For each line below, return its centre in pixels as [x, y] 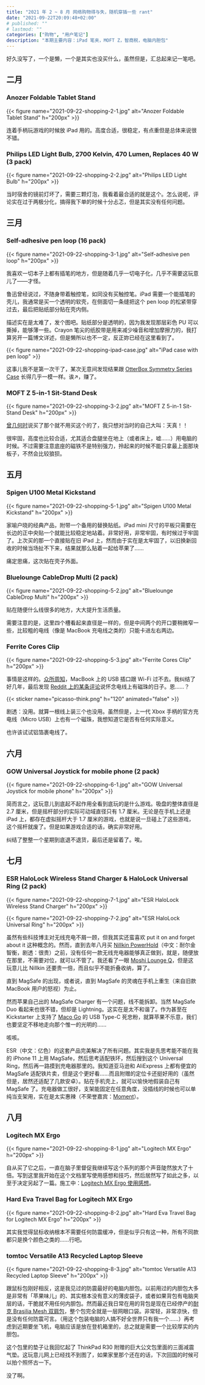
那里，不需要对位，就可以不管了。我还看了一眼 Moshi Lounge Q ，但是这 [103, 960]
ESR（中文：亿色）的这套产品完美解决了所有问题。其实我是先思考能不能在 [100, 1050]
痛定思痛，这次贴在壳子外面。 [44, 561]
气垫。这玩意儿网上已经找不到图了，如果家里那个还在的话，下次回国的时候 [100, 1354]
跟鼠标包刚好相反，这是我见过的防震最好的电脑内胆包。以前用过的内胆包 [97, 1288]
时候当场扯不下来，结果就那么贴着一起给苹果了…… [81, 548]
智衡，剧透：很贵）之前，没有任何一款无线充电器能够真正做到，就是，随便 [100, 952]
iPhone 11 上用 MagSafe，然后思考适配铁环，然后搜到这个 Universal [98, 1058]
